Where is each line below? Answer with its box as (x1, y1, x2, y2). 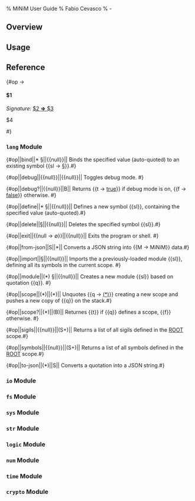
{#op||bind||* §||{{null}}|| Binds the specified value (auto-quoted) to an (6, 156, 180, 163)
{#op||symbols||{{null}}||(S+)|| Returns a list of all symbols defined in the (6, 344, 184, 351)
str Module (6, 424, 40, 432)
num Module (6, 456, 40, 464)
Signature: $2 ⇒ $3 (6, 105, 54, 112)
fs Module (6, 392, 37, 400)
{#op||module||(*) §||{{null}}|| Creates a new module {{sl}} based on (6, 273, 173, 280)
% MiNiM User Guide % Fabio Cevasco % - (6, 5, 112, 12)
